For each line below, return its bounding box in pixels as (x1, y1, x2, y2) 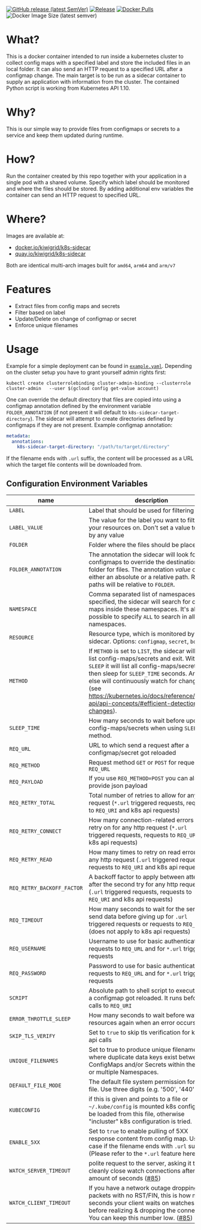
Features (6, 282, 51, 296)
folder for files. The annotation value (89, 565, 191, 574)
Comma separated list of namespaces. (89, 590, 197, 598)
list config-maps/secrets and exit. (89, 654, 184, 663)
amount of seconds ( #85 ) (89, 1174, 162, 1183)
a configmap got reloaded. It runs (89, 994, 182, 1002)
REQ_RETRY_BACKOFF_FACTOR (9, 885, 83, 891)
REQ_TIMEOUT (9, 917, 44, 924)
